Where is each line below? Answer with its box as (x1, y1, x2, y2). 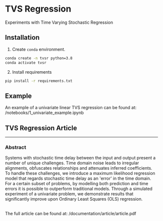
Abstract (5, 144, 27, 151)
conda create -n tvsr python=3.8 (5, 56, 73, 61)
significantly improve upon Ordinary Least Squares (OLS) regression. (5, 196, 143, 202)
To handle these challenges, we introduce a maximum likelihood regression (5, 171, 155, 176)
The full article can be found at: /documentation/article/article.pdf (5, 211, 137, 217)
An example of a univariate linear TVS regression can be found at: (5, 105, 137, 110)
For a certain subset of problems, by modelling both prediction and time (5, 181, 149, 187)
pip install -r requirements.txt (5, 79, 73, 83)
